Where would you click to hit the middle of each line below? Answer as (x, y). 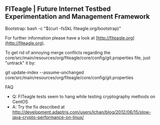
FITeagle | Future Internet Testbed (58, 9)
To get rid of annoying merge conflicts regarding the (58, 52)
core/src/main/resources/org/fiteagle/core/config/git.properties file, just (78, 58)
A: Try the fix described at (38, 107)
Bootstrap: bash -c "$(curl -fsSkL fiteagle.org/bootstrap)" (63, 28)
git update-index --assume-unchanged (45, 72)
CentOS (20, 102)
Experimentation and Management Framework (78, 17)
